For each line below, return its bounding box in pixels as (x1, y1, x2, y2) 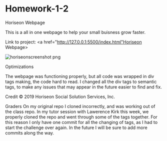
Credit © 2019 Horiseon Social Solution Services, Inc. (5, 93, 115, 99)
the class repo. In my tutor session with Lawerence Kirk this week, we (5, 108, 149, 114)
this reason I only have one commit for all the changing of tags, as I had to (5, 119, 158, 125)
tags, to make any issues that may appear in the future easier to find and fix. (5, 83, 162, 90)
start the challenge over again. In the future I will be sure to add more (5, 124, 147, 130)
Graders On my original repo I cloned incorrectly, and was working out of (5, 103, 155, 109)
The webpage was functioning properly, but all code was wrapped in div (5, 73, 154, 79)
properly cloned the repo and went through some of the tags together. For (5, 113, 157, 120)
